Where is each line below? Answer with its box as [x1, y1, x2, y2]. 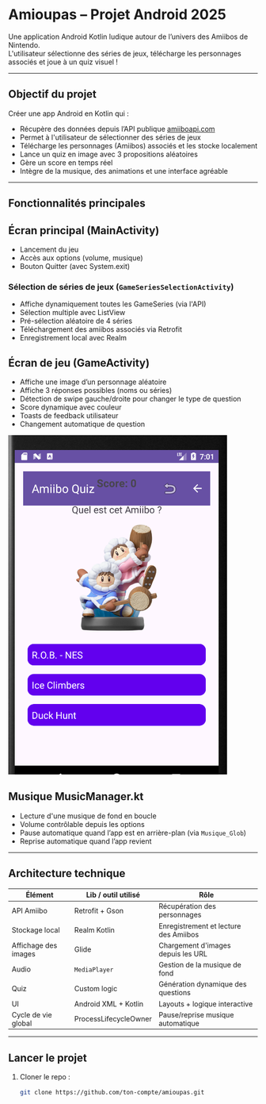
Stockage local [11, 925, 61, 935]
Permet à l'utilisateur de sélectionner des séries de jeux [19, 133, 202, 142]
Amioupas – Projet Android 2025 [8, 6, 227, 24]
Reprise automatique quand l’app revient [19, 836, 152, 846]
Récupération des [158, 902, 216, 911]
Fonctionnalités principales [8, 197, 146, 210]
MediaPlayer [74, 966, 114, 974]
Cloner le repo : [19, 1072, 71, 1082]
